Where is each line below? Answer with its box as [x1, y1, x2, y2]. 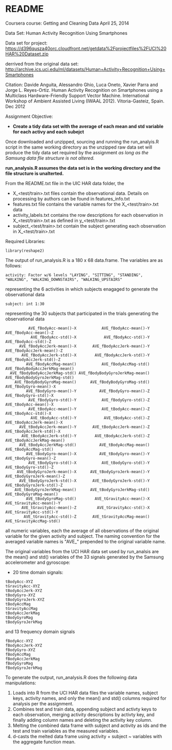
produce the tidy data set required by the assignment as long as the [5, 149, 148, 155]
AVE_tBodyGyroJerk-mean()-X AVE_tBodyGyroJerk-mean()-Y [16, 469, 150, 474]
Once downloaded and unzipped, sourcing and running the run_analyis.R [5, 138, 159, 145]
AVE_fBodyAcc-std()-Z [5, 339, 52, 344]
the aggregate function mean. [12, 739, 76, 745]
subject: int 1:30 [5, 301, 45, 307]
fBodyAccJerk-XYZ [5, 643, 42, 648]
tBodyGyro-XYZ [5, 593, 36, 598]
